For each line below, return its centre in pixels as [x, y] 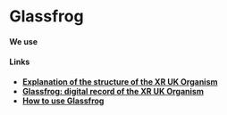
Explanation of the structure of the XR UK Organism [120, 81]
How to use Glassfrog [63, 101]
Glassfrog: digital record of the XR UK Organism [113, 91]
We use [24, 41]
